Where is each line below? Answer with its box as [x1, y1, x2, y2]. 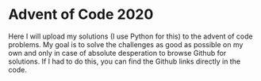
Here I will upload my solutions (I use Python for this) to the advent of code [8, 31, 253, 41]
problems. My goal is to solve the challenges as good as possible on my [8, 39, 244, 49]
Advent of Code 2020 [8, 6, 154, 24]
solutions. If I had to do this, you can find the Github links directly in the [8, 57, 240, 66]
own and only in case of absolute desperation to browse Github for [8, 48, 227, 57]
